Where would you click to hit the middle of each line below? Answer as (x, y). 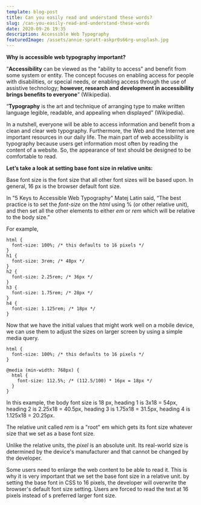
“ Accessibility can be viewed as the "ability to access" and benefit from (96, 69)
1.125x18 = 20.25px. (31, 415)
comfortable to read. (32, 156)
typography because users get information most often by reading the (92, 143)
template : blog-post (32, 12)
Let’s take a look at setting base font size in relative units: (79, 168)
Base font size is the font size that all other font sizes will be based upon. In (100, 180)
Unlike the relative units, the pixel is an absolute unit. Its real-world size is (97, 445)
